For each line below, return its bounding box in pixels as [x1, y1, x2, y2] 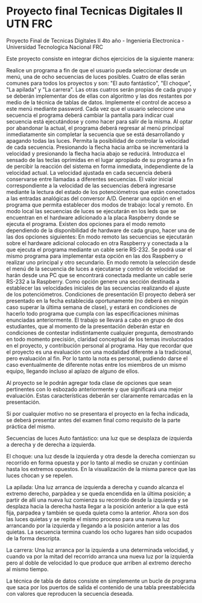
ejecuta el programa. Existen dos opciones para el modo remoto [6, 220, 166, 227]
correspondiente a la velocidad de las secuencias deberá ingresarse [6, 182, 176, 189]
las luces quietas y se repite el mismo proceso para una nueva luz [6, 515, 170, 522]
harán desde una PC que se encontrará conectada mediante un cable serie [6, 271, 193, 278]
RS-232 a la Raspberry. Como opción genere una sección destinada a [6, 278, 180, 285]
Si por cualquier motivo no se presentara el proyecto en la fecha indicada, [6, 410, 190, 417]
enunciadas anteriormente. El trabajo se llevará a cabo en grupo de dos [6, 316, 184, 323]
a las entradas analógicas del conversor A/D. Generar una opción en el [6, 195, 182, 202]
